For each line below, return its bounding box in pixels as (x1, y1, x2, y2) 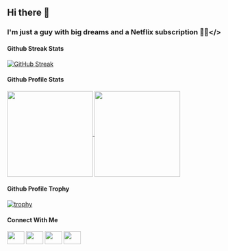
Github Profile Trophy (7, 184, 70, 193)
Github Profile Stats (7, 75, 64, 84)
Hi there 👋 (7, 7, 50, 19)
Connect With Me (7, 215, 58, 224)
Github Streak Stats (7, 44, 64, 52)
